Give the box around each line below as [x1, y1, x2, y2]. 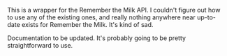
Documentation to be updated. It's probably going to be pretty [7, 34, 186, 42]
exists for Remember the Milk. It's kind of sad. [21, 21, 154, 28]
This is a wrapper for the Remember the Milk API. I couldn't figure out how [7, 6, 221, 14]
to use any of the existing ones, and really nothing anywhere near [7, 13, 196, 21]
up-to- [196, 13, 217, 21]
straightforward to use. [7, 41, 73, 49]
